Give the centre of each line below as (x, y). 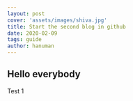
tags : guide (24, 40)
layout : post (26, 14)
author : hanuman (31, 46)
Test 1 (16, 91)
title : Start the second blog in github (67, 26)
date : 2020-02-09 (32, 33)
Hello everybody (44, 74)
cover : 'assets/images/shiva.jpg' (57, 20)
